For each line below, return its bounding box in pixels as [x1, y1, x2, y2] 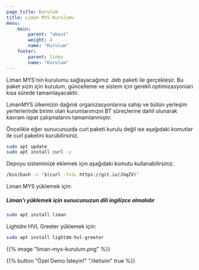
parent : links [28, 54, 64, 60]
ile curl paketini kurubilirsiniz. [6, 131, 79, 139]
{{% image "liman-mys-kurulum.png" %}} [6, 245, 111, 252]
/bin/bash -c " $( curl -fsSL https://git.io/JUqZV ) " [6, 172, 139, 178]
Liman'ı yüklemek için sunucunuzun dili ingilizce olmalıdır [6, 196, 155, 203]
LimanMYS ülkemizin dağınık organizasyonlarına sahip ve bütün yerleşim [6, 100, 188, 108]
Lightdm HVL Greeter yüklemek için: [6, 222, 97, 230]
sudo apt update [6, 143, 47, 150]
